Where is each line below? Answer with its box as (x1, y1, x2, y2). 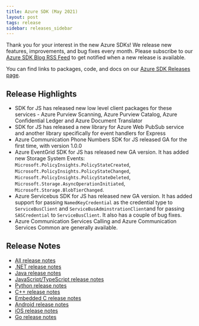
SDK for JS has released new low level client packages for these (14, 105, 172, 112)
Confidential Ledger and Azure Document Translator (14, 117, 143, 124)
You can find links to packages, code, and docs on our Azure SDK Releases (6, 66, 191, 73)
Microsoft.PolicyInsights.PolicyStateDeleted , (14, 174, 131, 181)
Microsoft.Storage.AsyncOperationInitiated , (14, 180, 126, 187)
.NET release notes (14, 263, 62, 270)
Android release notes (14, 301, 69, 308)
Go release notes (14, 313, 57, 320)
